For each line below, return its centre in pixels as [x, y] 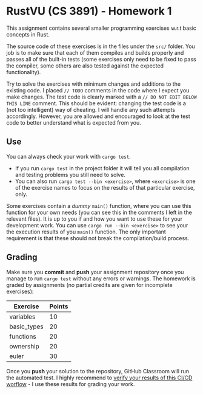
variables [22, 316]
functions [23, 336]
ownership [24, 346]
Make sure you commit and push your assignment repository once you [95, 272]
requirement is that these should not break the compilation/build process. [98, 238]
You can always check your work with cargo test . [69, 156]
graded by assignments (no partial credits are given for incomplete [89, 285]
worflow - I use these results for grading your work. [71, 384]
